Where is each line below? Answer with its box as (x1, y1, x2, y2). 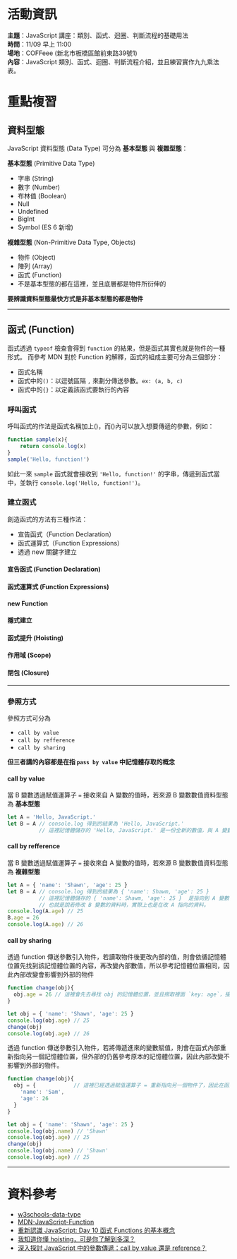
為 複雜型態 (7, 867, 40, 876)
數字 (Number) (17, 183, 61, 191)
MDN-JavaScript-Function (17, 1217, 95, 1226)
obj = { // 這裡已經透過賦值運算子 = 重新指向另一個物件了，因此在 (13, 1082, 224, 1089)
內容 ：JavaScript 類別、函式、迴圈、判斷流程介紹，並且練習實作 (7, 57, 195, 66)
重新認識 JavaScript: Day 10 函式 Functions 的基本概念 (17, 1226, 176, 1234)
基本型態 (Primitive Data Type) (7, 159, 95, 167)
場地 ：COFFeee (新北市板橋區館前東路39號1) (7, 49, 138, 57)
